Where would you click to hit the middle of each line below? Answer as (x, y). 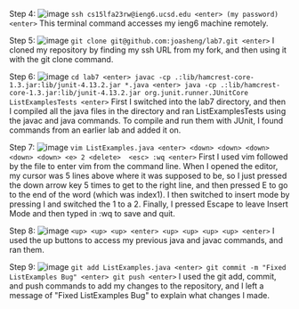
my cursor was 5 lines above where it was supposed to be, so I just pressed (148, 175)
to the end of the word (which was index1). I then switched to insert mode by (149, 195)
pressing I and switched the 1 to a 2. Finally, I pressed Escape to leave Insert (149, 204)
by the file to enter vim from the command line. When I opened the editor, (144, 166)
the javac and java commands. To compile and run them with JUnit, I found (146, 121)
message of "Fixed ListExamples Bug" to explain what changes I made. (139, 295)
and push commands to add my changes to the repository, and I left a (137, 286)
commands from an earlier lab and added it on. (95, 130)
